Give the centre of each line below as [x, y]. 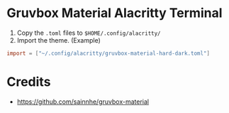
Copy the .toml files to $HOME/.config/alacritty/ [89, 33]
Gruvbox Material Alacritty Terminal [114, 13]
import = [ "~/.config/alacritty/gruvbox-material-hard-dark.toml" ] [108, 53]
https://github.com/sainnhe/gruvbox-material [83, 102]
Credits [29, 82]
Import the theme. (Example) [58, 40]
